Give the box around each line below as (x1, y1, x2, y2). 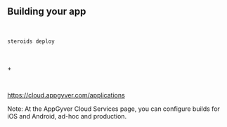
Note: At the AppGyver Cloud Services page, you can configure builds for (7, 105, 220, 113)
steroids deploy (7, 38, 55, 45)
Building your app (7, 6, 86, 18)
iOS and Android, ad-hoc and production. (7, 112, 127, 120)
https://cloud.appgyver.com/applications (7, 91, 125, 99)
